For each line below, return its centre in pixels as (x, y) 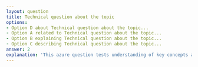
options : (17, 22)
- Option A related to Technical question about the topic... (84, 33)
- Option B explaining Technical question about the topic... (84, 38)
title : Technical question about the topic (60, 17)
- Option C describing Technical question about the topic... (84, 44)
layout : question (27, 11)
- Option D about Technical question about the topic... (77, 28)
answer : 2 (18, 50)
